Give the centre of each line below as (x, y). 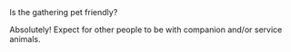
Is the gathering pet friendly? (64, 12)
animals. (25, 39)
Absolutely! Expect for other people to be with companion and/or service (146, 30)
